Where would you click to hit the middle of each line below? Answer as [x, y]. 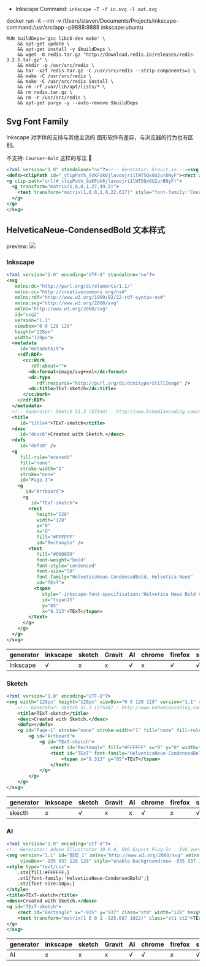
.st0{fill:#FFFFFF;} [44, 873]
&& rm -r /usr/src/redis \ [52, 98]
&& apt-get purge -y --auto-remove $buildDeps [78, 103]
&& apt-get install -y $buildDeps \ [64, 49]
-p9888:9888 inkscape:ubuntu [104, 27]
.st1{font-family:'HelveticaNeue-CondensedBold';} [83, 878]
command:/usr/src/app [35, 27]
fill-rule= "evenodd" [46, 457]
